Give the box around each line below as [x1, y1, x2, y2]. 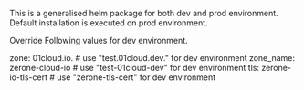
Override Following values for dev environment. [9, 35, 189, 45]
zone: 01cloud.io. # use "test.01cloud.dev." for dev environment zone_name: [9, 53, 295, 63]
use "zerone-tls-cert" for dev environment [56, 72, 216, 83]
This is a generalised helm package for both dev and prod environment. [9, 8, 278, 18]
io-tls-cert [9, 72, 48, 83]
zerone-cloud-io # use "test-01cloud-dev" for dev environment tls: [9, 63, 260, 73]
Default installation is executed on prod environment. [9, 17, 208, 28]
